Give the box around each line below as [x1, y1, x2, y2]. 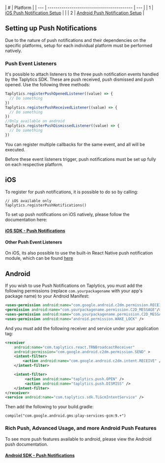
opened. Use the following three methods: [5, 82, 90, 88]
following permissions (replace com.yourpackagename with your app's [5, 288, 143, 294]
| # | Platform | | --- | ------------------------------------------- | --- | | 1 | [5, 5, 154, 10]
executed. [5, 146, 26, 152]
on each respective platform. [5, 161, 63, 167]
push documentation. [5, 441, 48, 447]
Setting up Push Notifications [5, 24, 97, 33]
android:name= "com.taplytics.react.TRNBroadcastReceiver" [14, 345, 135, 350]
